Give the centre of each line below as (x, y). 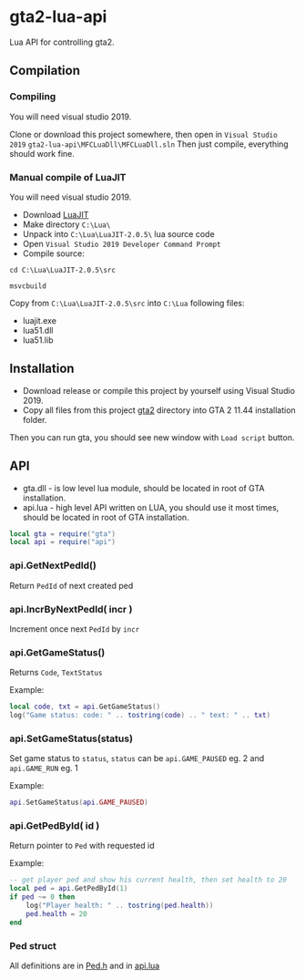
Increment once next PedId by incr (75, 629)
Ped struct (33, 945)
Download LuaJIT (56, 214)
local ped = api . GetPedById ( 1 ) (69, 889)
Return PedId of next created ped (71, 585)
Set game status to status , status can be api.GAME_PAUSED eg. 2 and (137, 758)
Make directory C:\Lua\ (66, 224)
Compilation (45, 71)
